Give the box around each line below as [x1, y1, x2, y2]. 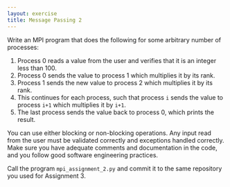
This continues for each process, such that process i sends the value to [17, 93, 224, 101]
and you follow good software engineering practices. [7, 150, 158, 159]
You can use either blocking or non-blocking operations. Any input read [7, 129, 211, 137]
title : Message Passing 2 [7, 17, 82, 24]
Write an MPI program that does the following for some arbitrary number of [7, 35, 222, 44]
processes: [7, 43, 39, 51]
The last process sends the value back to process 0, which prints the [17, 108, 215, 116]
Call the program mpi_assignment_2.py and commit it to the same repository [7, 164, 222, 172]
